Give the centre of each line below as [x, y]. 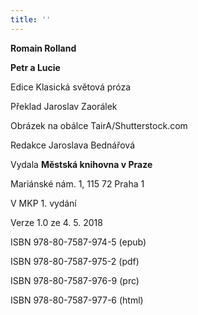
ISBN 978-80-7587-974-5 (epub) [78, 242]
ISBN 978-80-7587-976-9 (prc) [75, 280]
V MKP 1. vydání [43, 203]
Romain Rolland [43, 48]
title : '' [31, 19]
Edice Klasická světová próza [71, 87]
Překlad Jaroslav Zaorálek [64, 106]
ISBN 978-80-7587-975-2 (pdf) [75, 261]
